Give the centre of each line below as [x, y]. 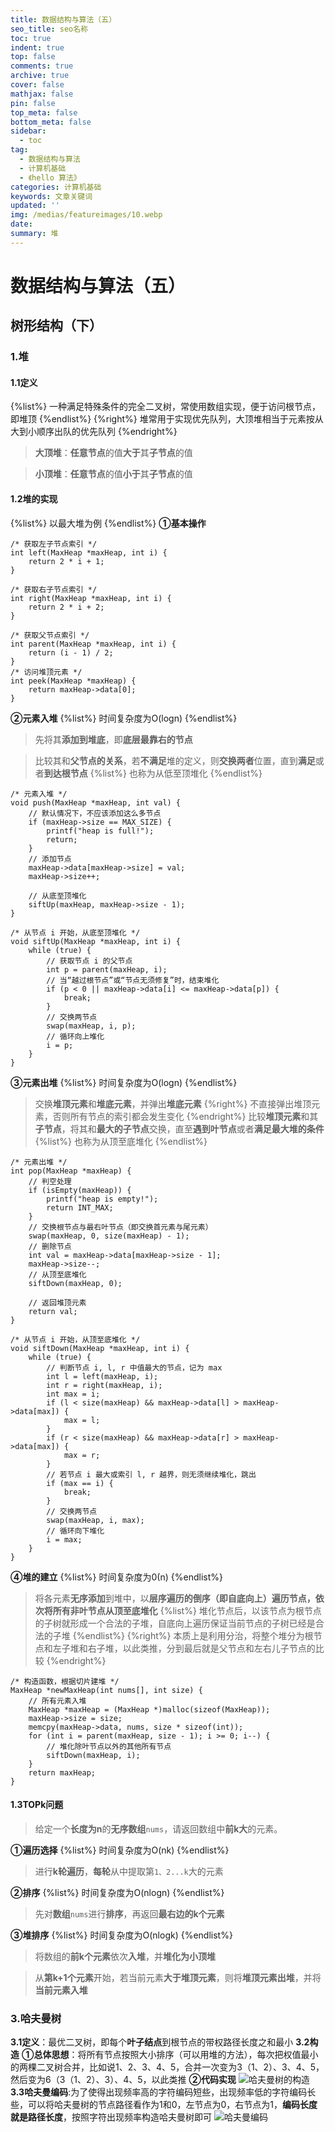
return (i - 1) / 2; [71, 652]
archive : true [40, 76]
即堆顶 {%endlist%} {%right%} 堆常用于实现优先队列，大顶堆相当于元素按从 [167, 419]
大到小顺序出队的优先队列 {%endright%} [94, 432]
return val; [53, 1311]
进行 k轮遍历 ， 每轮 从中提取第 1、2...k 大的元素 [129, 1871]
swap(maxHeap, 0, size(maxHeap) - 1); [109, 1236]
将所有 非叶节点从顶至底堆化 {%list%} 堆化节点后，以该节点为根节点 [182, 1610]
